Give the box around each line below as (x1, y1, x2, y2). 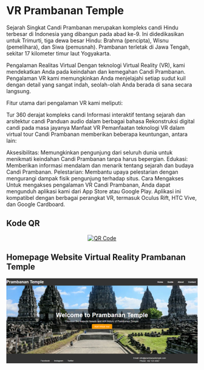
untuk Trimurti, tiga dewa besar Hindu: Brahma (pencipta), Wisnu (6, 37, 169, 44)
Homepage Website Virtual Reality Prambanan (6, 252, 186, 263)
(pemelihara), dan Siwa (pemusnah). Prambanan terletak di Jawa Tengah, (6, 43, 191, 51)
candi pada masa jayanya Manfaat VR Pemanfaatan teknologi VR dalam (6, 124, 185, 131)
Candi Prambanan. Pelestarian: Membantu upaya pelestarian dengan (6, 168, 178, 176)
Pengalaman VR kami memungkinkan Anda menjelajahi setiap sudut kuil (6, 74, 186, 82)
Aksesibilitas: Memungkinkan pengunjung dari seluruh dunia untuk (6, 149, 173, 156)
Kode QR (6, 218, 40, 229)
